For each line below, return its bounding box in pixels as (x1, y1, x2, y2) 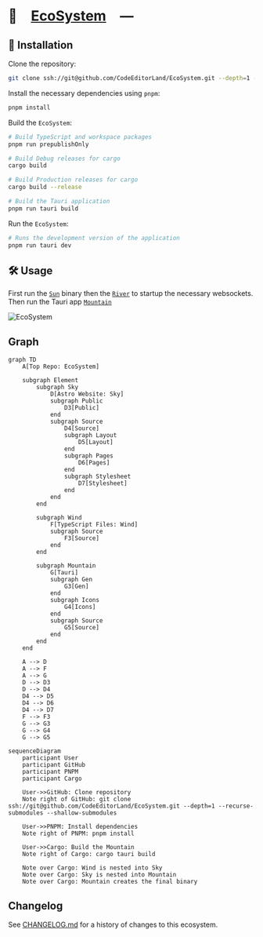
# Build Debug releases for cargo (8, 155, 121, 162)
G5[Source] (63, 624, 100, 632)
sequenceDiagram (8, 747, 61, 756)
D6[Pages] (77, 459, 110, 467)
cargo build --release (8, 184, 82, 191)
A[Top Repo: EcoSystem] (22, 363, 100, 371)
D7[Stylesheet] (77, 479, 128, 487)
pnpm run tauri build (8, 204, 79, 213)
